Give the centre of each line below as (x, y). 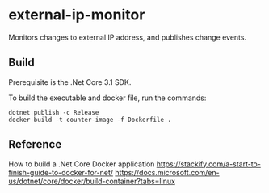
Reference (35, 144)
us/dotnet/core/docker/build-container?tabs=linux (92, 181)
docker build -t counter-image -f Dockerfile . (90, 120)
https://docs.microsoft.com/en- (167, 172)
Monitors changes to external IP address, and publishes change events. (128, 37)
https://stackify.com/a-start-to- (208, 164)
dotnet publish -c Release (54, 112)
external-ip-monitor (77, 15)
